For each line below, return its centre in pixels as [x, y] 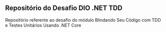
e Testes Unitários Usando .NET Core [43, 25]
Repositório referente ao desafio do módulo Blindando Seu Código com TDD [83, 20]
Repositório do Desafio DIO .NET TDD [64, 8]
